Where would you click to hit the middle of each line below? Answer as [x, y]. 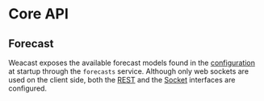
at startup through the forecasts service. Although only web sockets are [128, 71]
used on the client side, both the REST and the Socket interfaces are [122, 80]
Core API [38, 14]
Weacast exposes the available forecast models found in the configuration [132, 63]
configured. [27, 88]
